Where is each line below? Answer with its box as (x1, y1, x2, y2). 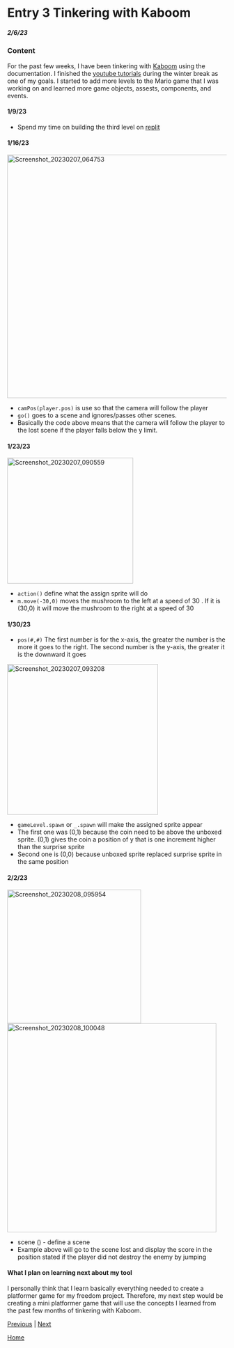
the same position (17, 858, 69, 866)
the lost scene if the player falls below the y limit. (17, 426, 158, 434)
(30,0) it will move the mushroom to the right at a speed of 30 (17, 604, 194, 612)
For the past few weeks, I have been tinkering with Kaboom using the (7, 61, 205, 70)
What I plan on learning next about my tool (7, 1269, 132, 1277)
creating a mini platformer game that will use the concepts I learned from (7, 1299, 217, 1307)
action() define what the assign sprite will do (17, 589, 148, 598)
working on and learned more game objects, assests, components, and (7, 84, 211, 92)
